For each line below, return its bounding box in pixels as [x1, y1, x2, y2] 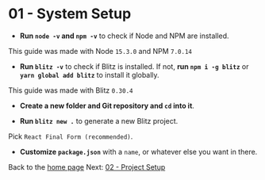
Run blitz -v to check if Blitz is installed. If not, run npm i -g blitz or [19, 61, 249, 71]
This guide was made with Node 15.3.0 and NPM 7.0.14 [8, 46, 193, 56]
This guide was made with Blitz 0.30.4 [8, 85, 133, 95]
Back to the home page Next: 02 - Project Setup [8, 162, 166, 171]
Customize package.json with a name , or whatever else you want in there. [19, 147, 258, 156]
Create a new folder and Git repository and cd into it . [19, 101, 194, 110]
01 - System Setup [8, 5, 132, 23]
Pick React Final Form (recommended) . [8, 132, 133, 141]
